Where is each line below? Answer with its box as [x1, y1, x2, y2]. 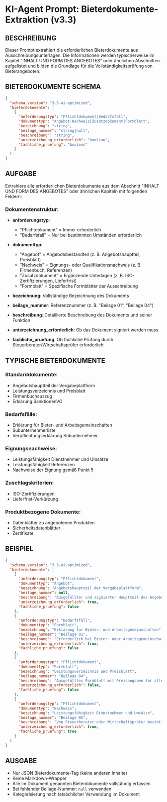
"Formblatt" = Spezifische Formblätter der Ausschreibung [19, 283, 138, 289]
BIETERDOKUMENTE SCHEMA [5, 83, 101, 91]
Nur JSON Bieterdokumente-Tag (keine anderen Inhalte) [12, 770, 128, 776]
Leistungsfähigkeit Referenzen [12, 462, 75, 468]
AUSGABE [5, 757, 37, 765]
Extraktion [5, 14, 49, 25]
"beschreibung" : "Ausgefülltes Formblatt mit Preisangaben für [18, 678, 153, 683]
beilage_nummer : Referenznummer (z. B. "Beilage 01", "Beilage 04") [12, 302, 154, 308]
